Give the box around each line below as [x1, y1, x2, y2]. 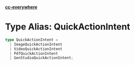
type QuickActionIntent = [5, 37, 58, 42]
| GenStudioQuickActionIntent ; [9, 56, 74, 61]
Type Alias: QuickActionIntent [5, 22, 131, 32]
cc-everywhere [5, 4, 38, 10]
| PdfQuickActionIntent [9, 51, 58, 56]
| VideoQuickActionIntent [9, 46, 63, 51]
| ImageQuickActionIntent [9, 42, 63, 47]
